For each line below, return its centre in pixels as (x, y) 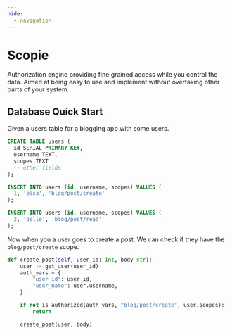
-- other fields (37, 167)
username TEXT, (36, 155)
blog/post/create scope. (43, 246)
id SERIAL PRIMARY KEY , (48, 148)
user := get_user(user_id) (59, 266)
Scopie (28, 55)
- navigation (33, 20)
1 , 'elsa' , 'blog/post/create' (59, 194)
